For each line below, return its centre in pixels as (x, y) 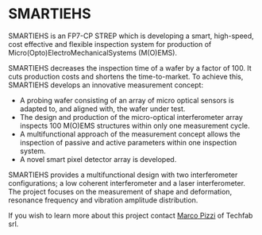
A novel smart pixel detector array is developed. (98, 159)
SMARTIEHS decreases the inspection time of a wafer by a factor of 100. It (130, 67)
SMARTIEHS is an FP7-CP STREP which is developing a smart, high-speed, (131, 36)
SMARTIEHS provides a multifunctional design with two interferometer (123, 175)
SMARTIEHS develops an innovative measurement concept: (106, 85)
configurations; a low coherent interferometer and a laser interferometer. (127, 183)
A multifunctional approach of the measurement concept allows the (130, 134)
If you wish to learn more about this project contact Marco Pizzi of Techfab (131, 215)
